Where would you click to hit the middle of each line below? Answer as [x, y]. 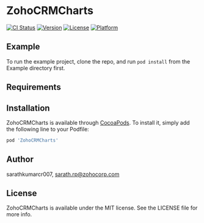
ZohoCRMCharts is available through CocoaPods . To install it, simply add [98, 122]
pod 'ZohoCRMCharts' [33, 140]
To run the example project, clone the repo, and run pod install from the [98, 61]
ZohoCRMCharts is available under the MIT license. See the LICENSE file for [102, 208]
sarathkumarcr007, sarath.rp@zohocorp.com [63, 174]
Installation [28, 108]
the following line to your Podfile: [48, 129]
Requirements [34, 87]
